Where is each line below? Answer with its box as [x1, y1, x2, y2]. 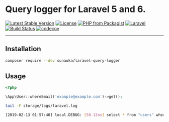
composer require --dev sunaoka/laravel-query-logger [5, 58, 121, 63]
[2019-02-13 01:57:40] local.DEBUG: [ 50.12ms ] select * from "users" [5, 112, 154, 117]
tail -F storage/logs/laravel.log [5, 103, 78, 108]
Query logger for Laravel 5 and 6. [5, 4, 146, 15]
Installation [5, 45, 41, 53]
